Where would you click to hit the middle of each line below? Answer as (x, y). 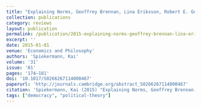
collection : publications (38, 17)
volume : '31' (22, 62)
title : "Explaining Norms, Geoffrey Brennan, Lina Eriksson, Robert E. (97, 12)
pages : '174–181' (28, 73)
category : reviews (29, 23)
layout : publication (32, 28)
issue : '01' (21, 67)
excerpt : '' (21, 40)
